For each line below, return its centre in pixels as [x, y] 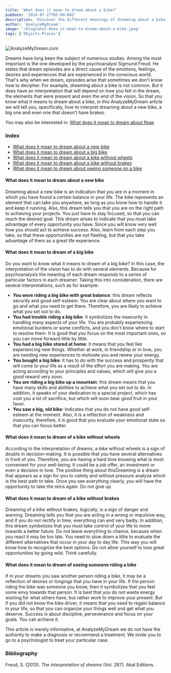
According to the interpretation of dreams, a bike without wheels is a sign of [85, 448]
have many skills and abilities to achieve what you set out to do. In [82, 387]
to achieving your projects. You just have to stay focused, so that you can [82, 213]
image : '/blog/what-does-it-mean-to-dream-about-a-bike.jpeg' [73, 29]
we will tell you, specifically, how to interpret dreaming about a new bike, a [83, 107]
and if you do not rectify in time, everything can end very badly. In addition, [84, 520]
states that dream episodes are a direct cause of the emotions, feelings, [81, 69]
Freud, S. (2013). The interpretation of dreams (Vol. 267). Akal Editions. [80, 664]
